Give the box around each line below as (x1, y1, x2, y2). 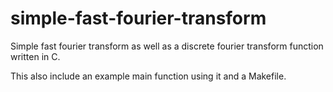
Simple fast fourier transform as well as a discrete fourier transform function (10, 40, 324, 52)
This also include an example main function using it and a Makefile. (10, 70, 287, 82)
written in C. (10, 50, 61, 62)
